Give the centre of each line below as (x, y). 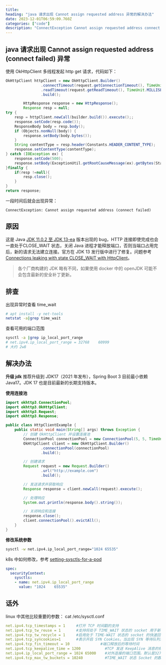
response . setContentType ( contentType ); (55, 149)
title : (12, 10)
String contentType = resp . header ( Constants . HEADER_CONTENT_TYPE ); (85, 145)
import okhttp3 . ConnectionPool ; (39, 402)
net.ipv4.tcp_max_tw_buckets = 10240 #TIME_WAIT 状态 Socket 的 (82, 658)
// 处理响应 (34, 498)
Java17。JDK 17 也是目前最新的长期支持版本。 (52, 382)
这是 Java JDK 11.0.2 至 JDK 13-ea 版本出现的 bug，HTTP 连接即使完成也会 (82, 239)
